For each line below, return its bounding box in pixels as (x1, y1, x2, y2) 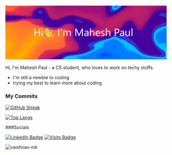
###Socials (5, 124, 30, 130)
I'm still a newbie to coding (12, 75, 70, 81)
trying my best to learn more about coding (12, 80, 102, 86)
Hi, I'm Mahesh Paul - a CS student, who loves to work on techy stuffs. (5, 64, 155, 71)
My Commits (5, 93, 38, 100)
